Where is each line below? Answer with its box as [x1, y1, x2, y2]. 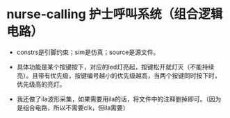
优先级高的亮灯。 [16, 80, 66, 88]
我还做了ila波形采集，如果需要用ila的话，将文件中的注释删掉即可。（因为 [16, 94, 222, 103]
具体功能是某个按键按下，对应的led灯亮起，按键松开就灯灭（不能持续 [16, 62, 215, 71]
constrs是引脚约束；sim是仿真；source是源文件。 [16, 48, 160, 56]
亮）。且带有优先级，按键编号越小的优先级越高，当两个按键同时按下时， [16, 71, 221, 80]
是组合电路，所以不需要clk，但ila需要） [16, 103, 129, 112]
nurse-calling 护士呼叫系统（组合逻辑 [6, 6, 223, 22]
